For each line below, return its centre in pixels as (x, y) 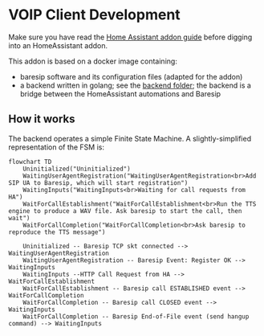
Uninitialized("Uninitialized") (77, 169)
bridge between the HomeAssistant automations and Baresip (120, 93)
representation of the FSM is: (56, 147)
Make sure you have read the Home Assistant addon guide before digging (130, 37)
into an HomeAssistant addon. (58, 45)
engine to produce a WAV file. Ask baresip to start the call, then (125, 211)
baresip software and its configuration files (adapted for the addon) (131, 76)
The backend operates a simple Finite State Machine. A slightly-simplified (130, 138)
